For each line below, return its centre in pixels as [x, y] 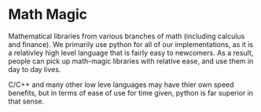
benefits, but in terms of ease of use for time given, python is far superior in [131, 92]
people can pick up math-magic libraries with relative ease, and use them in [131, 61]
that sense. [26, 101]
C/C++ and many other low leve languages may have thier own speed [121, 85]
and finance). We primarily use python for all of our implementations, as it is [131, 44]
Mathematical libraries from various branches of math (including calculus [127, 36]
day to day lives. [35, 69]
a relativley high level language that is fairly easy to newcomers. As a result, [131, 52]
